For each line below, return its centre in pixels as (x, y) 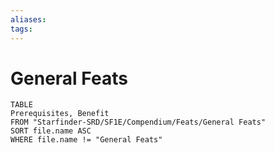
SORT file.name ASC (51, 131)
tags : (21, 29)
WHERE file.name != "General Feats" (86, 140)
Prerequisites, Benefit (60, 114)
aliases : (28, 19)
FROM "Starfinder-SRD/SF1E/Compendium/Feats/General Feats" (138, 122)
